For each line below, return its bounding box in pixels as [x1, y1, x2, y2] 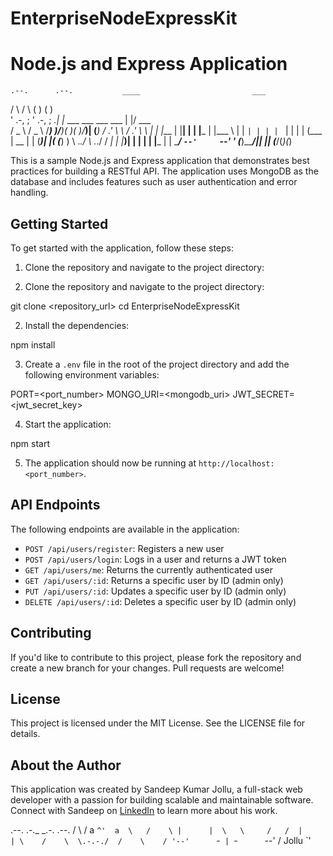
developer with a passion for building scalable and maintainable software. [10, 794, 314, 806]
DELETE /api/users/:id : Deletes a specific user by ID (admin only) [24, 595, 297, 607]
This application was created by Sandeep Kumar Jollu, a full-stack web [10, 783, 303, 796]
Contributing [10, 625, 92, 642]
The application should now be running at [24, 457, 197, 469]
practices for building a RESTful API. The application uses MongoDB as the [10, 165, 319, 177]
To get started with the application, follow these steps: [10, 242, 235, 254]
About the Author [10, 757, 122, 774]
